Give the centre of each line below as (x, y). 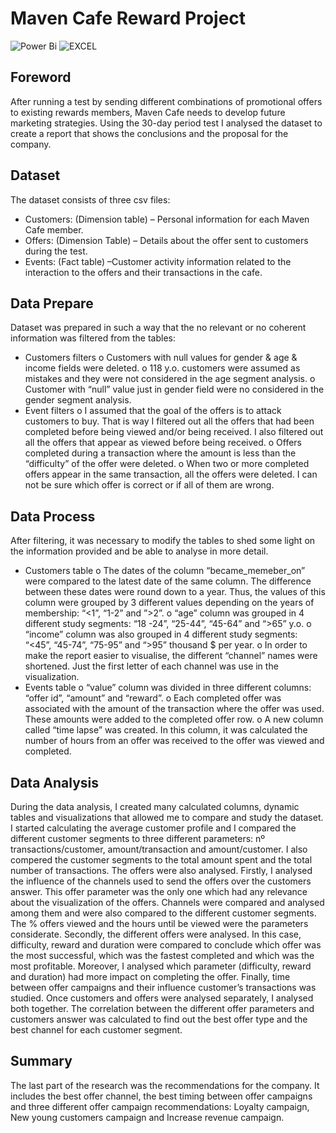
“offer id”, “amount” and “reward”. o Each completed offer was (153, 698)
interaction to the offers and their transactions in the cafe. (143, 272)
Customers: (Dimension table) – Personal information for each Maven (167, 219)
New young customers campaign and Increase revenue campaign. (147, 1117)
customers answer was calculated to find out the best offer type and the (159, 1019)
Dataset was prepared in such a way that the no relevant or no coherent (158, 328)
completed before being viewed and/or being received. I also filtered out (174, 432)
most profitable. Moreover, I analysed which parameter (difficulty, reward (161, 966)
